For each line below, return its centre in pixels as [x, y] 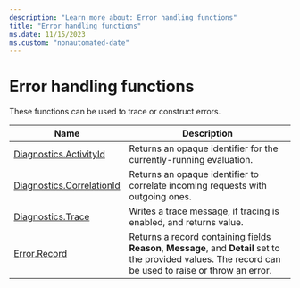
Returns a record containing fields [200, 237]
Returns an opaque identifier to [194, 174]
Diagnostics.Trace [52, 217]
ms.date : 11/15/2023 [48, 34]
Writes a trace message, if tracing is [204, 211]
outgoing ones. [160, 197]
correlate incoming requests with [198, 186]
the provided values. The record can [205, 259]
